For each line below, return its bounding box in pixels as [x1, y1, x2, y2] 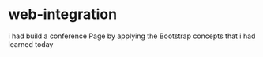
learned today [8, 39, 54, 48]
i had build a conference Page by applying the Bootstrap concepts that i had [8, 31, 256, 41]
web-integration [8, 5, 117, 23]
